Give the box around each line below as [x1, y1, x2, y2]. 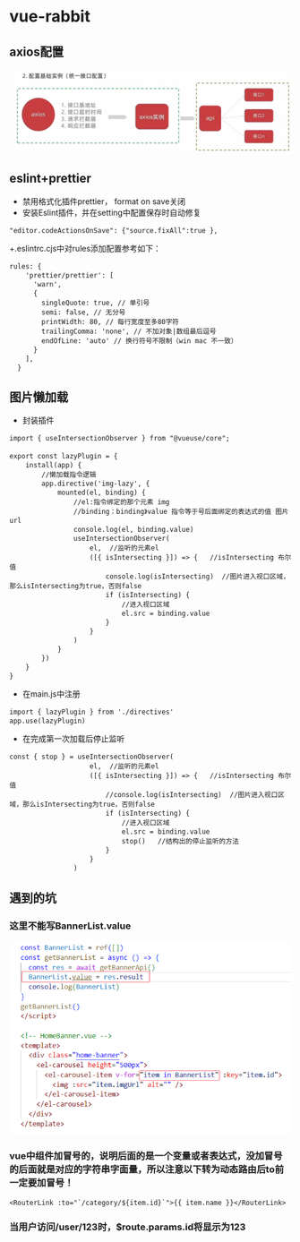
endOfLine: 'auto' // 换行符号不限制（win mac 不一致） [41, 336, 238, 346]
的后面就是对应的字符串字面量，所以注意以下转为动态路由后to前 [9, 1163, 285, 1176]
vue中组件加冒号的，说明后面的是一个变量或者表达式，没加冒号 [9, 1150, 283, 1162]
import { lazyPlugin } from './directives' [9, 707, 175, 717]
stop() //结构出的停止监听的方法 [121, 837, 239, 846]
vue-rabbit [9, 6, 91, 27]
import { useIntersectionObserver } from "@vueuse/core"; [9, 434, 230, 443]
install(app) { [25, 461, 82, 470]
